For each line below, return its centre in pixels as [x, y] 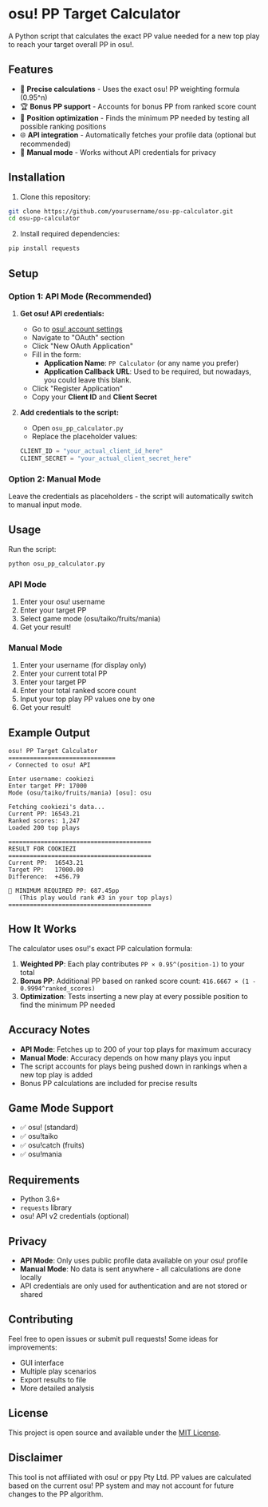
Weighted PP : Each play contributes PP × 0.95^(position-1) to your [132, 964]
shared [32, 1295]
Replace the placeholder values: [85, 436]
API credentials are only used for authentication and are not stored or [133, 1286]
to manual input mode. [45, 505]
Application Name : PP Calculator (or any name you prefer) [141, 363]
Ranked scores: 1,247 [44, 821]
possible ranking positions [63, 126]
